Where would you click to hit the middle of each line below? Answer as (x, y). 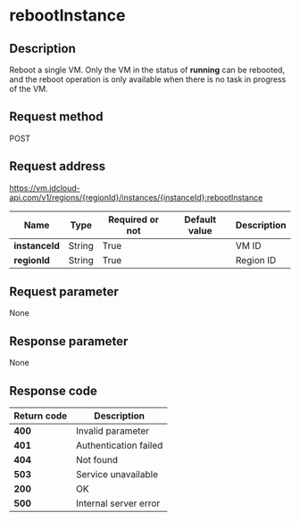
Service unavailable (117, 475)
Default (200, 219)
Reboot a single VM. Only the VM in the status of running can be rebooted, (147, 70)
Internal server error (118, 503)
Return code (41, 416)
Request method (56, 117)
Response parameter (69, 341)
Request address (58, 166)
